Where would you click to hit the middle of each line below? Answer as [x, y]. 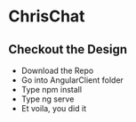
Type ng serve [48, 99]
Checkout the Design [68, 49]
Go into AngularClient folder [72, 80]
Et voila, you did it [53, 108]
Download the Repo [57, 70]
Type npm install [51, 89]
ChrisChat [47, 16]
